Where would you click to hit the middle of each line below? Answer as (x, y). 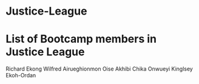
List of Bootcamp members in (81, 39)
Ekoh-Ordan (21, 75)
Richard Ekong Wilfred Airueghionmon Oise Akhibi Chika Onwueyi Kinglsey (99, 69)
